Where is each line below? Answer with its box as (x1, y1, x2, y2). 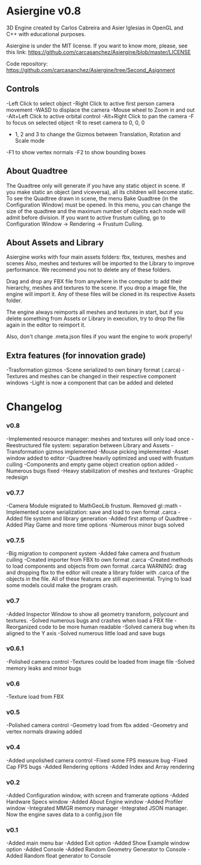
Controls (6, 84, 40, 94)
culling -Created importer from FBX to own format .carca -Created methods (6, 556, 193, 564)
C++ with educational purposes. (6, 30, 86, 37)
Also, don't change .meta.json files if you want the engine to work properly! (6, 333, 193, 340)
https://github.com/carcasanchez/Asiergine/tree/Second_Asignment (6, 66, 175, 73)
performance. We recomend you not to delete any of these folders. (6, 266, 172, 274)
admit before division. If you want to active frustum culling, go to (6, 214, 166, 221)
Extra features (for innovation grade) (6, 350, 146, 361)
